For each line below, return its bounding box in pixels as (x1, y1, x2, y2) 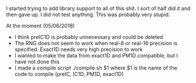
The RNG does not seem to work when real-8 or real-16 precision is (14, 40, 178, 46)
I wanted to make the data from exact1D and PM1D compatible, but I (14, 52, 178, 59)
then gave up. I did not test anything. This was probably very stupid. (6, 11, 170, 18)
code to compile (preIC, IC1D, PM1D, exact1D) (14, 71, 124, 77)
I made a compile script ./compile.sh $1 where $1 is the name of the (14, 64, 177, 71)
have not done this (14, 58, 60, 65)
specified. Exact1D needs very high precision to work (14, 46, 143, 53)
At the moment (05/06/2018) (6, 23, 75, 29)
